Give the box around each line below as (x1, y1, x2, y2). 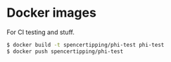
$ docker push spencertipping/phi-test (6, 47, 124, 55)
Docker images (6, 5, 96, 21)
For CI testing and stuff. (6, 28, 75, 36)
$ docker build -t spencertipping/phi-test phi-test (6, 41, 165, 48)
